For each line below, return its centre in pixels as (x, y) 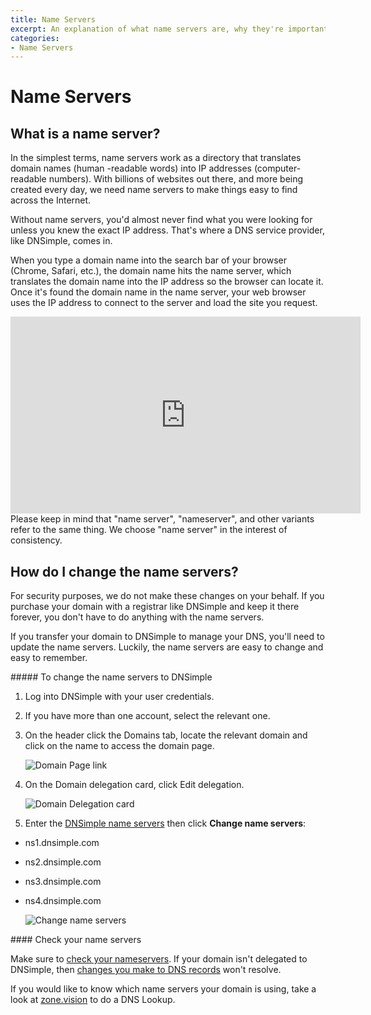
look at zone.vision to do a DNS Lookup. (93, 1000)
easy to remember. (49, 658)
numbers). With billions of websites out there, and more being (176, 179)
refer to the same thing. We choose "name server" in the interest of (149, 530)
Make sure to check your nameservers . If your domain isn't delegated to (159, 959)
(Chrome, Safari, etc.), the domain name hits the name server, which (151, 271)
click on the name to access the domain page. (119, 746)
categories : (35, 38)
